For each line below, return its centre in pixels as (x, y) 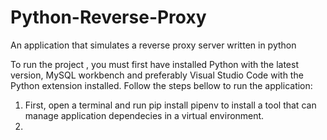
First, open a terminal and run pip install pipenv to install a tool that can (170, 105)
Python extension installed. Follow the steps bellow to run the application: (161, 85)
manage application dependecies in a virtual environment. (144, 115)
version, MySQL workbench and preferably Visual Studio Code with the (157, 75)
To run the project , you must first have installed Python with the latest (154, 64)
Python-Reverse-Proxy (108, 17)
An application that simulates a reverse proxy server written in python (153, 45)
